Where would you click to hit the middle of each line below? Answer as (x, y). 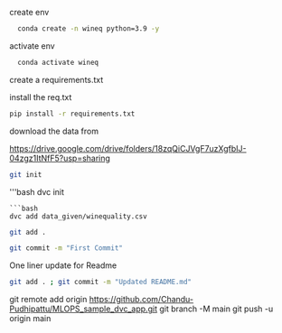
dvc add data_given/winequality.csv (78, 216)
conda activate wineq (58, 62)
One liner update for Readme (63, 265)
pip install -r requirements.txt (72, 114)
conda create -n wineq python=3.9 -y (89, 29)
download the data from (54, 131)
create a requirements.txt (56, 79)
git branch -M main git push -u (216, 309)
